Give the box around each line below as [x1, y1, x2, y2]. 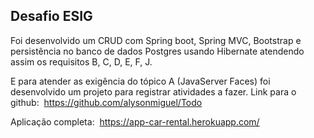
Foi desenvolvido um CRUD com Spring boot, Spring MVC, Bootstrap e [10, 34, 302, 46]
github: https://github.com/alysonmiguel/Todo [10, 96, 203, 108]
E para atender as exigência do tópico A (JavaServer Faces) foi [10, 75, 271, 87]
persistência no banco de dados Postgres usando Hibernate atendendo [10, 45, 305, 57]
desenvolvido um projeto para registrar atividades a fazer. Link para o [10, 85, 297, 98]
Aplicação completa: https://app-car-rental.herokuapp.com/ [10, 115, 260, 128]
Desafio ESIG [10, 8, 93, 25]
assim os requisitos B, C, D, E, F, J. [10, 55, 153, 68]
